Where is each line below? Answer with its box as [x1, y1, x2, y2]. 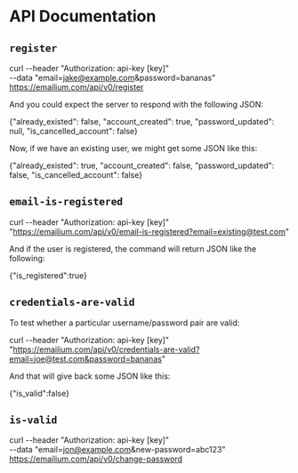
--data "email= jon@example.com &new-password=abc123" [9, 445, 226, 455]
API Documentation [9, 6, 157, 27]
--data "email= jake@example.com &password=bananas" [9, 73, 216, 83]
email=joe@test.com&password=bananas [9, 353, 163, 364]
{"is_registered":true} [9, 269, 87, 281]
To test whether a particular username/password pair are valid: [9, 317, 240, 328]
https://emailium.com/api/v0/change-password [9, 453, 183, 464]
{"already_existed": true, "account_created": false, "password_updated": [9, 160, 275, 171]
